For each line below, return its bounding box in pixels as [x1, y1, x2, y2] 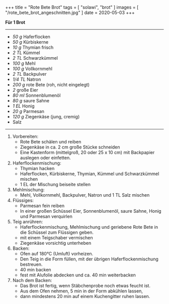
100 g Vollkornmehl [12, 66, 53, 72]
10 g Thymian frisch [12, 45, 54, 50]
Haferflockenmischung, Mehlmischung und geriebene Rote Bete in [20, 224, 158, 230]
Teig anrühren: [12, 219, 43, 225]
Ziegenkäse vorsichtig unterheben [20, 240, 92, 246]
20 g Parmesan [12, 108, 44, 114]
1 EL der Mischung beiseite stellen [20, 182, 91, 187]
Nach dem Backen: [12, 277, 52, 283]
